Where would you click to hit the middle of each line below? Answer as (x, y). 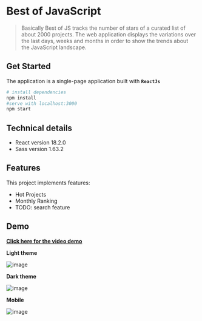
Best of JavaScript (54, 11)
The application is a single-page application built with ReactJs (83, 81)
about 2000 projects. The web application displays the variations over (108, 34)
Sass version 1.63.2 (39, 149)
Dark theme (21, 276)
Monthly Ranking (36, 201)
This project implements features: (48, 183)
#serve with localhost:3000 (42, 103)
